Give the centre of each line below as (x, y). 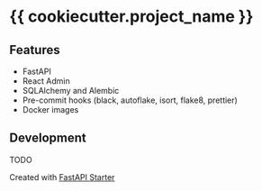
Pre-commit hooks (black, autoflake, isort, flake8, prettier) (130, 100)
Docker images (50, 109)
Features (35, 50)
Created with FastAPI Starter (62, 177)
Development (48, 138)
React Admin (46, 81)
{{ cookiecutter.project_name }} (131, 17)
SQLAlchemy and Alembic (71, 91)
